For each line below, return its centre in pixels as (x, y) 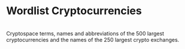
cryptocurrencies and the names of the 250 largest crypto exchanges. (93, 40)
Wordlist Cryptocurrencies (74, 11)
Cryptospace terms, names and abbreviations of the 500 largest (85, 33)
